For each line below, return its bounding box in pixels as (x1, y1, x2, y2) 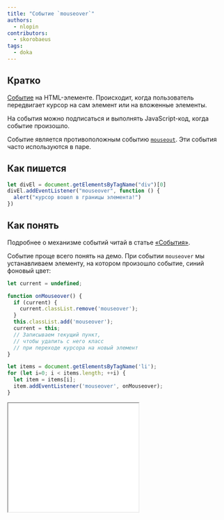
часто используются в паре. (7, 142, 92, 150)
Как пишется (7, 163, 67, 175)
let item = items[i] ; (13, 377, 77, 384)
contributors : (7, 29, 49, 37)
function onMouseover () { (7, 292, 82, 299)
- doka (13, 49, 33, 56)
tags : (7, 42, 23, 49)
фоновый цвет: (7, 266, 51, 275)
